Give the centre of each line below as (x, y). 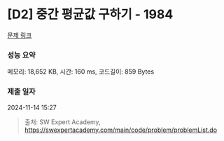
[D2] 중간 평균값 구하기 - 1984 (90, 14)
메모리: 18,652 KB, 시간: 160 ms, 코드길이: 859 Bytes (81, 72)
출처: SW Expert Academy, (62, 122)
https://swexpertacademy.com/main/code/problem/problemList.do (121, 130)
